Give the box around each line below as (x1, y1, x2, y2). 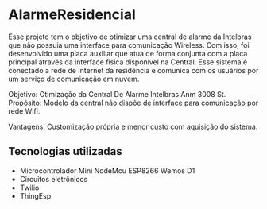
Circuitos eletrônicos (19, 174, 88, 184)
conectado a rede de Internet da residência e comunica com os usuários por (8, 65, 259, 75)
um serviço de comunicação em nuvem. (8, 74, 140, 83)
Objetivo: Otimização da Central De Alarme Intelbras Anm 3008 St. (8, 89, 226, 99)
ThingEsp (19, 191, 52, 200)
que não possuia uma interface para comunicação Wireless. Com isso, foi (8, 40, 250, 49)
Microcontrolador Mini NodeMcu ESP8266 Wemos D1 (19, 165, 195, 176)
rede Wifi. (8, 106, 41, 116)
